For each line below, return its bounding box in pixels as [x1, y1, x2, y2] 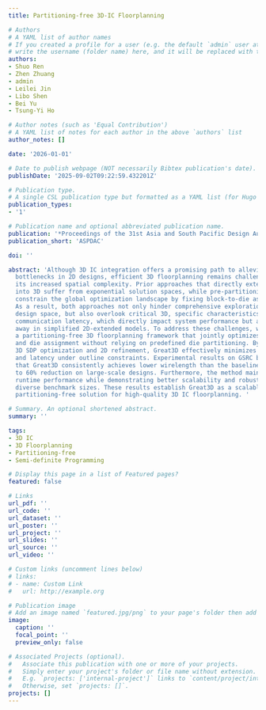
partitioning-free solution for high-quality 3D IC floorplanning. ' [15, 391, 249, 399]
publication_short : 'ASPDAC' [8, 237, 104, 245]
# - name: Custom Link [8, 579, 83, 588]
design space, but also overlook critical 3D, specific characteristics [15, 309, 260, 317]
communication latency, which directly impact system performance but [15, 317, 253, 325]
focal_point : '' [15, 631, 69, 639]
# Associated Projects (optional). [8, 652, 126, 661]
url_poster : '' [8, 522, 59, 530]
